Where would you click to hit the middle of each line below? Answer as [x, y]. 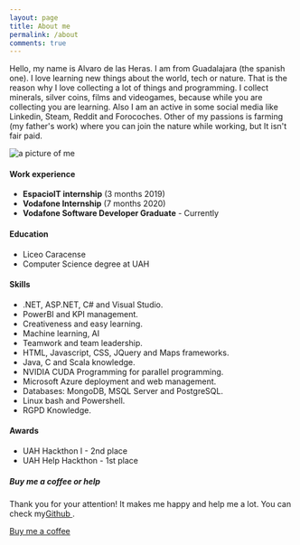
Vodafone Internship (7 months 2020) [94, 203]
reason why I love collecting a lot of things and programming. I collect [139, 88]
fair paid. [26, 136]
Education [29, 234]
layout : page [34, 18]
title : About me [40, 26]
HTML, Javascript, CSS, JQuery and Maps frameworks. [126, 352]
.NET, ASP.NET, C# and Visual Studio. [93, 305]
